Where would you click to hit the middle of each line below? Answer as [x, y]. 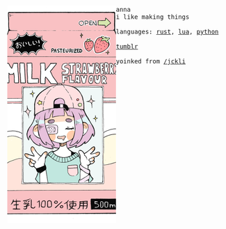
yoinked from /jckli [151, 61]
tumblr [127, 46]
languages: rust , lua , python [167, 32]
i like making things [153, 17]
